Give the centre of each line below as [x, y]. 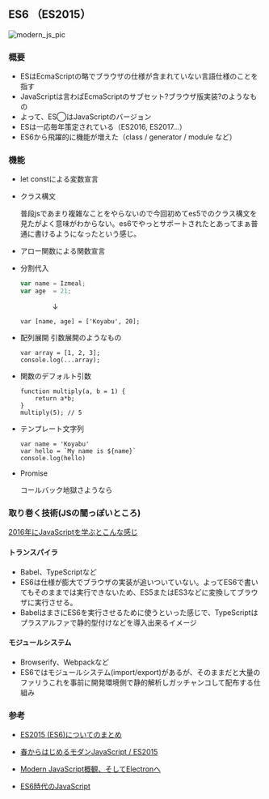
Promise [34, 473]
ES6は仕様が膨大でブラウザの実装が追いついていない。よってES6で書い [139, 582]
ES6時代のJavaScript [55, 786]
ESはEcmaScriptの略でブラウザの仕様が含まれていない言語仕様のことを [139, 76]
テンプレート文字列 [52, 429]
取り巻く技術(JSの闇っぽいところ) [75, 513]
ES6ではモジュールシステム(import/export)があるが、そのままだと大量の [140, 672]
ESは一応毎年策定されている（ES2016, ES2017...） [103, 127]
